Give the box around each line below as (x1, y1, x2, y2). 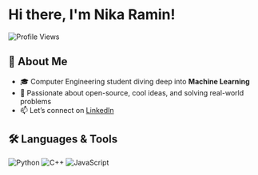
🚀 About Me (8, 55, 68, 68)
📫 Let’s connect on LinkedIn (19, 105, 114, 115)
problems (19, 96, 52, 106)
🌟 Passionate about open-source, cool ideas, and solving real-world (19, 87, 244, 97)
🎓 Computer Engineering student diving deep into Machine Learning (19, 76, 250, 86)
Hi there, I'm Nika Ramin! (8, 6, 176, 24)
